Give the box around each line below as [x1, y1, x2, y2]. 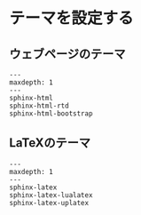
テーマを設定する [9, 8, 135, 28]
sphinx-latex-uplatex [9, 198, 90, 207]
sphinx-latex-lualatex [9, 190, 93, 200]
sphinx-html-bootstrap [9, 109, 93, 118]
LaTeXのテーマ [9, 135, 91, 151]
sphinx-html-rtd [9, 101, 69, 110]
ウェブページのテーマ [9, 46, 126, 61]
